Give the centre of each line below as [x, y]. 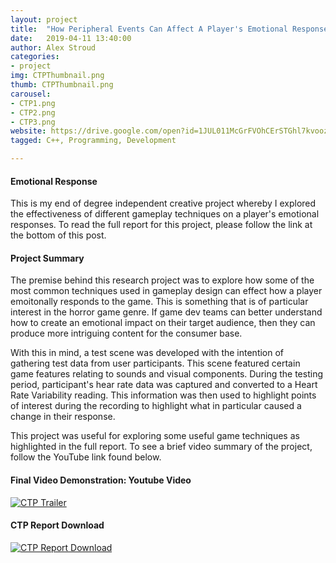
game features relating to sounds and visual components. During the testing [167, 374]
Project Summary [47, 258]
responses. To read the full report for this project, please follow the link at [161, 225]
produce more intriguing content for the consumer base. [126, 333]
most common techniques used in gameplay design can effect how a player [166, 291]
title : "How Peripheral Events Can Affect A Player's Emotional [149, 29]
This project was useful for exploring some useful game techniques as [155, 436]
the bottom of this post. [58, 235]
